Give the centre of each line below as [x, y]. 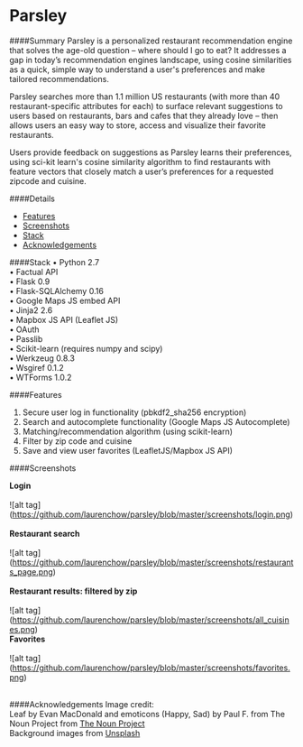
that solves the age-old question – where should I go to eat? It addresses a [148, 50]
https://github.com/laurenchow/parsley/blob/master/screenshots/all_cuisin [151, 620]
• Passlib [26, 338]
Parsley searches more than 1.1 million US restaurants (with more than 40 [145, 97]
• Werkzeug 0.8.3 [42, 358]
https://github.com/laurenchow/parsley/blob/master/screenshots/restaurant [153, 562]
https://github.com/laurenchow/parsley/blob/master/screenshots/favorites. [151, 668]
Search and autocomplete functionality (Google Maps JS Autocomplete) [156, 421]
